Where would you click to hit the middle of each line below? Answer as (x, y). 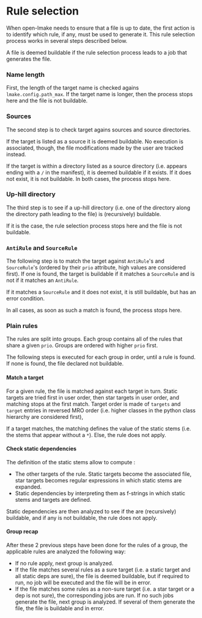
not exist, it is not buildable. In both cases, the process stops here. (89, 179)
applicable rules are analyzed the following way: (66, 551)
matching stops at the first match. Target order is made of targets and (93, 404)
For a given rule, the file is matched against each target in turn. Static (92, 391)
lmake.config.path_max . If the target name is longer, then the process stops (99, 94)
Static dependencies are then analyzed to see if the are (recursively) (91, 511)
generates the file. (29, 59)
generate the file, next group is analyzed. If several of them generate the (105, 602)
